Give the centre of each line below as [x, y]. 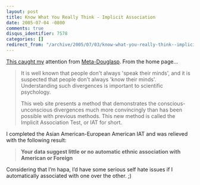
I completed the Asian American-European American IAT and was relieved [97, 133]
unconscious [36, 110]
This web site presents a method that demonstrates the [88, 103]
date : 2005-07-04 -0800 [36, 23]
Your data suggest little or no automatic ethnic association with [101, 151]
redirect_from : [25, 45]
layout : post [22, 12]
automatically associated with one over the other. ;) [69, 176]
